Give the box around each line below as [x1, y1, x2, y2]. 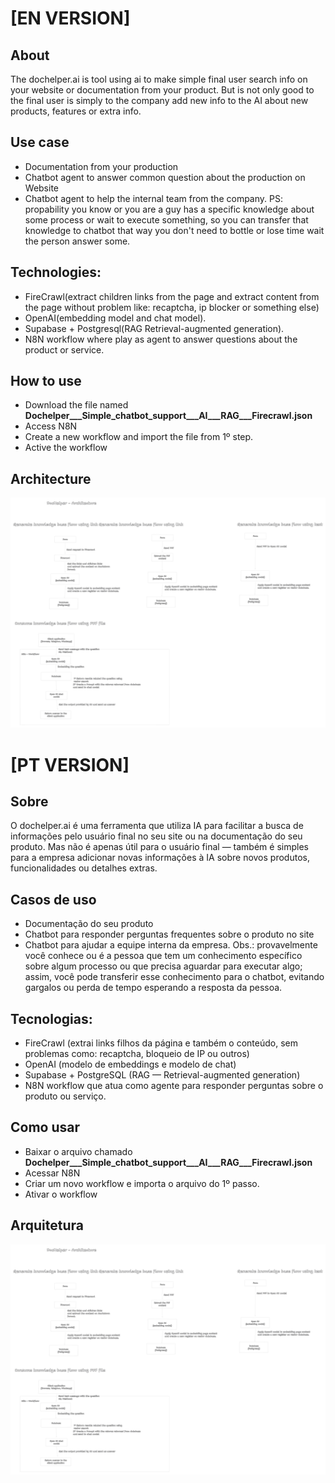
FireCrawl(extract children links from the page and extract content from [24, 290, 320, 302]
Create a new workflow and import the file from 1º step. [24, 431, 254, 443]
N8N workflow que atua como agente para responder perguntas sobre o [24, 1080, 324, 1092]
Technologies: [10, 264, 102, 281]
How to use [10, 373, 82, 390]
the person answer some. [24, 235, 131, 247]
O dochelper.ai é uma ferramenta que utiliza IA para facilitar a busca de [10, 820, 304, 832]
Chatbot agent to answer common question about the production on [24, 171, 306, 183]
